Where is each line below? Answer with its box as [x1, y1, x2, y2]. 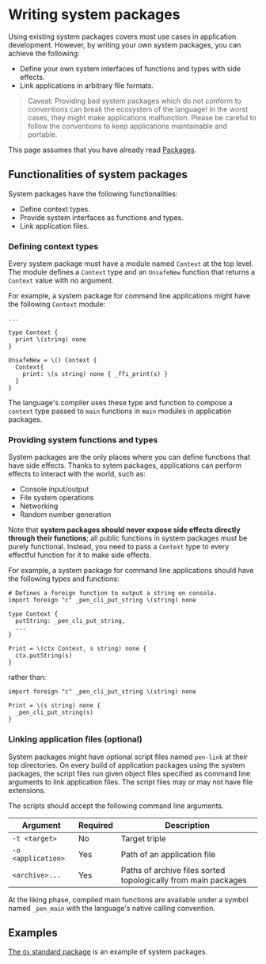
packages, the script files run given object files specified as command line [8, 769, 251, 778]
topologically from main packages [120, 875, 247, 886]
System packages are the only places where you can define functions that [8, 453, 251, 462]
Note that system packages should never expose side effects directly [8, 525, 241, 535]
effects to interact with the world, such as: [8, 469, 146, 479]
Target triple [120, 833, 166, 844]
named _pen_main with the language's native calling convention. [8, 903, 216, 913]
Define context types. [19, 204, 91, 214]
